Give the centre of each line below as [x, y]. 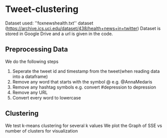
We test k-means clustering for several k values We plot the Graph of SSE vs [84, 125]
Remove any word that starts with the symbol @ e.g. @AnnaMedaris [82, 81]
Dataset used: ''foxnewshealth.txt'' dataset [49, 23]
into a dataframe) [30, 76]
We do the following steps [32, 61]
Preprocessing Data [37, 49]
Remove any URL [30, 92]
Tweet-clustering [42, 9]
